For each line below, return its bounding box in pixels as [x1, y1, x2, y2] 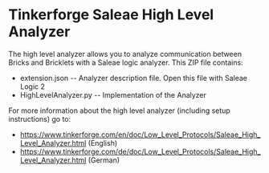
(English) [88, 138, 118, 147]
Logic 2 [19, 82, 46, 91]
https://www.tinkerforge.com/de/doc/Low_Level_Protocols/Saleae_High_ [19, 147, 261, 156]
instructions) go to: [8, 114, 71, 123]
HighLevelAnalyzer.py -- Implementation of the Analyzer [19, 90, 207, 99]
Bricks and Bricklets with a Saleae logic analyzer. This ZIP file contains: [8, 58, 243, 67]
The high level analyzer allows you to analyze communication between [8, 49, 243, 58]
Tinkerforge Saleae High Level [8, 6, 214, 24]
